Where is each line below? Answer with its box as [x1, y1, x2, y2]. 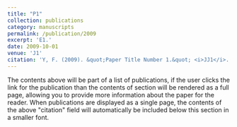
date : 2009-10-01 [7, 43, 59, 50]
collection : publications [7, 17, 83, 24]
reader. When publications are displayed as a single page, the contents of [7, 98, 222, 107]
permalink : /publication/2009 [7, 30, 97, 37]
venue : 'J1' [7, 50, 42, 57]
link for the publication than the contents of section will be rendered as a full [7, 83, 229, 92]
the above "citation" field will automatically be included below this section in [7, 105, 229, 114]
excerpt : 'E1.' [7, 37, 52, 44]
